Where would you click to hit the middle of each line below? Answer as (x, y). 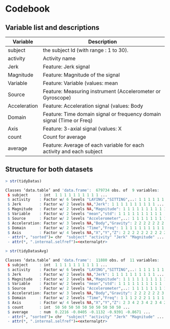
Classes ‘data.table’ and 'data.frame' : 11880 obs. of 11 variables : (82, 260)
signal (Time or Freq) (68, 120)
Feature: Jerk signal (66, 67)
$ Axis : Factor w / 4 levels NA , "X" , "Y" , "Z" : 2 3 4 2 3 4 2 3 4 (84, 302)
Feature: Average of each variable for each (93, 145)
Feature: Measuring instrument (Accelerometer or (102, 91)
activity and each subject (73, 151)
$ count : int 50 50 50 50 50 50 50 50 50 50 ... (69, 307)
